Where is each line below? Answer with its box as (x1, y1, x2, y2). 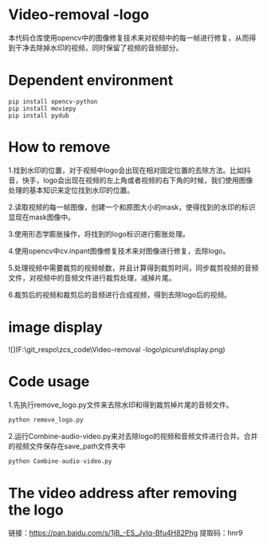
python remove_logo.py (8, 416, 84, 424)
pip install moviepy (8, 104, 77, 112)
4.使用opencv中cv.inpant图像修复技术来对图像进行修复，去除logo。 (8, 245, 230, 256)
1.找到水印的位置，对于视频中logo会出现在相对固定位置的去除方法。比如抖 (8, 165, 251, 174)
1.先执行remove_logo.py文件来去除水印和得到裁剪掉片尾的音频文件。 (8, 400, 234, 410)
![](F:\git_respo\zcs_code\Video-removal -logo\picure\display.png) (8, 344, 226, 354)
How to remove (8, 138, 111, 156)
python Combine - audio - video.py (8, 457, 112, 465)
